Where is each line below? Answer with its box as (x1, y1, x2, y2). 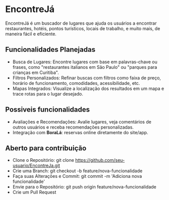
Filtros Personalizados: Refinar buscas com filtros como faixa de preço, (12, 74, 161, 81)
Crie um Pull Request (12, 189, 57, 195)
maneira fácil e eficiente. (5, 31, 57, 37)
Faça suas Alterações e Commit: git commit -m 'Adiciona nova (12, 173, 142, 179)
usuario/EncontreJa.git (12, 162, 61, 169)
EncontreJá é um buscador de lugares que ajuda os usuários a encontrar (5, 20, 157, 26)
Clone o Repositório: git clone (12, 157, 74, 163)
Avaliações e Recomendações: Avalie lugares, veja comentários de (12, 119, 151, 125)
